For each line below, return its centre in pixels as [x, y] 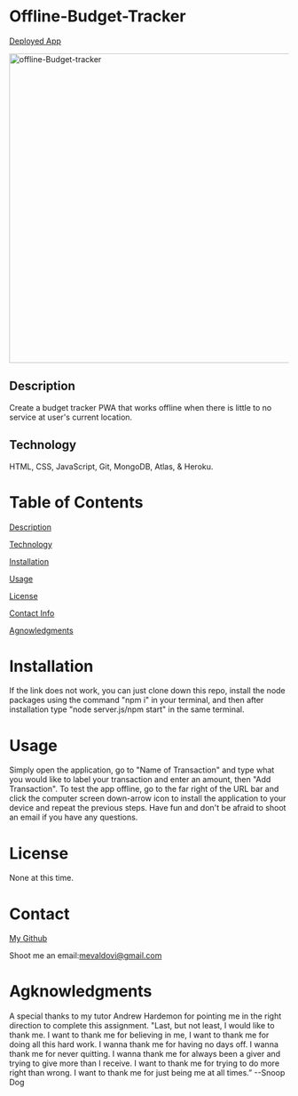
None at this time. [41, 878]
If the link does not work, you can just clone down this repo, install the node [147, 691]
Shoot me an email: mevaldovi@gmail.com [86, 956]
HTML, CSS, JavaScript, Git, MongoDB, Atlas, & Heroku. [111, 466]
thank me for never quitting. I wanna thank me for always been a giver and [145, 1054]
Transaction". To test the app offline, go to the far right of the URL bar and [144, 789]
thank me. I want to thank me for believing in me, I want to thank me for [139, 1035]
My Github [28, 939]
